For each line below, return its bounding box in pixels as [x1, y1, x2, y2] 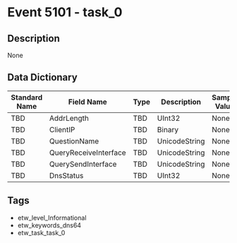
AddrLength [49, 113, 90, 123]
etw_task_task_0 [17, 228, 66, 237]
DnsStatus [49, 170, 84, 180]
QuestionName [49, 136, 99, 146]
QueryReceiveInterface [49, 148, 126, 158]
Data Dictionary [7, 71, 78, 83]
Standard [11, 93, 43, 102]
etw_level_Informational [17, 213, 87, 222]
